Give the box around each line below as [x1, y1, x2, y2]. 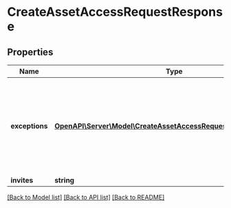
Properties [7, 46, 54, 58]
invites [10, 176, 34, 185]
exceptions [10, 121, 48, 131]
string [54, 176, 74, 185]
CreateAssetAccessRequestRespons [7, 4, 223, 20]
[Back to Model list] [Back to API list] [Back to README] [7, 194, 165, 201]
